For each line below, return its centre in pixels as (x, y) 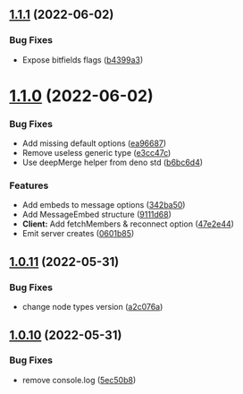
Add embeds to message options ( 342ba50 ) (104, 205)
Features (29, 185)
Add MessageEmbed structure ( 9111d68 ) (97, 215)
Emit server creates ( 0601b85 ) (78, 234)
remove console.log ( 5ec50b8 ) (79, 380)
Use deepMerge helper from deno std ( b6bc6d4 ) (113, 163)
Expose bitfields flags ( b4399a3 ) (83, 60)
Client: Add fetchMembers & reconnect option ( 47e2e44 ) (128, 224)
